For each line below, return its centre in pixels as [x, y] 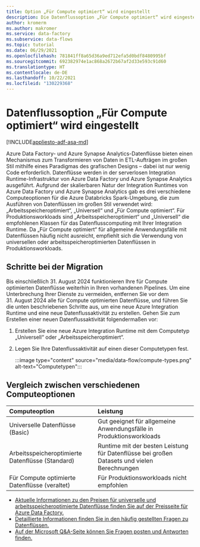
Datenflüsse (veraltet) [40, 485]
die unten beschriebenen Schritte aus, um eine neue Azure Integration [92, 306]
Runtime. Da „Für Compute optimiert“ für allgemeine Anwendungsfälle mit [96, 229]
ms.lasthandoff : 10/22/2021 [41, 78]
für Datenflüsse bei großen [135, 453]
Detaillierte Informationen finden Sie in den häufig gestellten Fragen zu [101, 518]
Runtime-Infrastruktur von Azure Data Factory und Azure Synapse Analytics [99, 178]
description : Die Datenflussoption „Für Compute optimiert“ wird [89, 17]
